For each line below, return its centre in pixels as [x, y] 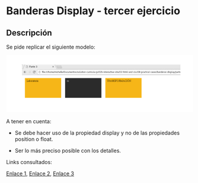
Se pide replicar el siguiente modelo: [51, 47]
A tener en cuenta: [29, 121]
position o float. [34, 139]
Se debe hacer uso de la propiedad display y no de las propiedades [97, 133]
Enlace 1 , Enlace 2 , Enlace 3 [40, 174]
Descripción [29, 33]
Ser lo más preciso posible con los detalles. [68, 150]
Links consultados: [29, 162]
